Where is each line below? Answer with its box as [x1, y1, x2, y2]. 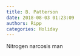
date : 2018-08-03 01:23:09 [6, 15, 75, 21]
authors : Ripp [6, 20, 42, 26]
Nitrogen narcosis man [6, 43, 63, 50]
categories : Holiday [6, 26, 59, 32]
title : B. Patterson [6, 9, 59, 15]
